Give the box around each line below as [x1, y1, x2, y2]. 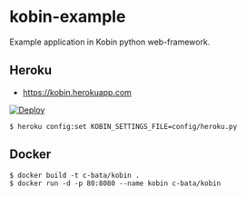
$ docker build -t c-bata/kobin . [9, 171, 141, 180]
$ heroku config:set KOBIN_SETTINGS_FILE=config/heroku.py [9, 122, 238, 131]
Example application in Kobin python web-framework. [9, 36, 211, 47]
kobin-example [9, 6, 126, 27]
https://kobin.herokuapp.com [22, 86, 132, 97]
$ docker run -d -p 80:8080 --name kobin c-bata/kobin [9, 179, 221, 188]
